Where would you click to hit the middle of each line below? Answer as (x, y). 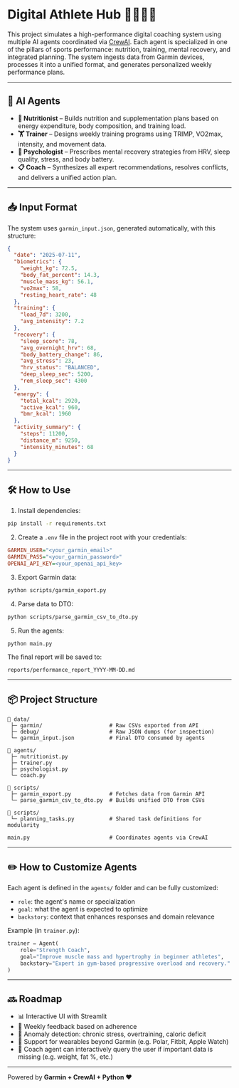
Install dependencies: (49, 511)
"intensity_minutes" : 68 (57, 447)
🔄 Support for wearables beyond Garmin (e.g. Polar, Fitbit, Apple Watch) (123, 1042)
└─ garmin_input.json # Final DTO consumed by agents (107, 738)
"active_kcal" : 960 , (51, 407)
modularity (23, 825)
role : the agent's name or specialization (76, 902)
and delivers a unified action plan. (67, 177)
